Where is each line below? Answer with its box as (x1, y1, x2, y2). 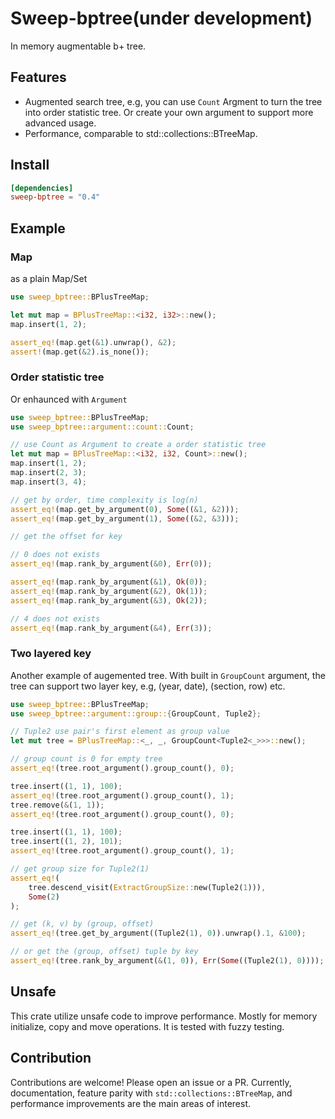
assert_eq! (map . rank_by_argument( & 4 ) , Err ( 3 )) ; (10, 623, 213, 633)
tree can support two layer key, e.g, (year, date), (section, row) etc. (10, 680, 286, 692)
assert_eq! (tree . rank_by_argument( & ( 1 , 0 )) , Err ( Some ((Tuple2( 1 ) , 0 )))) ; (10, 956, 325, 966)
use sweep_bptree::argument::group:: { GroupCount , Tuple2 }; (10, 708, 262, 719)
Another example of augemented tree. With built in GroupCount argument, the (10, 669, 326, 681)
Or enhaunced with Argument (10, 393, 128, 405)
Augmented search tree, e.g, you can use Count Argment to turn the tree (24, 95, 323, 107)
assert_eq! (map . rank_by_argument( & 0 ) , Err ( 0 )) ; (10, 559, 213, 569)
